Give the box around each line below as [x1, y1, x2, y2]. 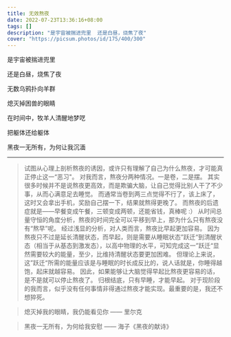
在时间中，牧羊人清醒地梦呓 [7, 114, 86, 122]
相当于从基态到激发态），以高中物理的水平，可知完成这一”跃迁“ [36, 241, 214, 250]
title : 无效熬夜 [7, 10, 49, 17]
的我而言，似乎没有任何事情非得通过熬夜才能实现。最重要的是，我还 [23, 285, 217, 293]
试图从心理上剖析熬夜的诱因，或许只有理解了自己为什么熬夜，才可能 [23, 164, 217, 173]
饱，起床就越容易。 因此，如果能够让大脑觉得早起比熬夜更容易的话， [23, 268, 219, 276]
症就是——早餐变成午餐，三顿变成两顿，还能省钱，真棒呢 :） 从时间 [23, 207, 217, 215]
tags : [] [7, 23, 32, 30]
